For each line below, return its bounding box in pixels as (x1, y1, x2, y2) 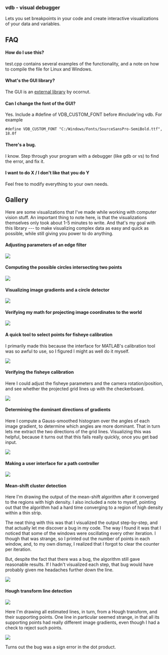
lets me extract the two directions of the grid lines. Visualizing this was (5, 428, 151, 434)
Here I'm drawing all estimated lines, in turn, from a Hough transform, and (5, 609, 157, 615)
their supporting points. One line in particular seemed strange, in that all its (5, 614, 159, 620)
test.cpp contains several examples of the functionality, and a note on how (5, 60, 159, 67)
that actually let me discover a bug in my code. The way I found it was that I (5, 525, 161, 531)
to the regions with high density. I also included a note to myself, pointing (5, 499, 156, 505)
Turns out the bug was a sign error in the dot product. (5, 644, 116, 650)
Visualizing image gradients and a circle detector (5, 287, 110, 293)
